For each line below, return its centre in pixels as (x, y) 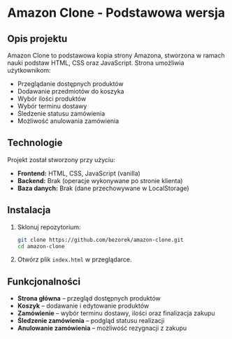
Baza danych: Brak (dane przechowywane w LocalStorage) (103, 188)
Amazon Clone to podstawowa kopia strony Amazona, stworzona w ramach (116, 55)
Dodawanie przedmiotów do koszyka (71, 91)
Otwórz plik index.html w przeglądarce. (74, 259)
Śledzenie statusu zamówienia (61, 114)
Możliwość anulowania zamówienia (68, 121)
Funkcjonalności (44, 281)
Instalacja (29, 210)
